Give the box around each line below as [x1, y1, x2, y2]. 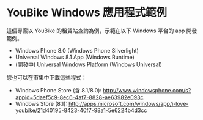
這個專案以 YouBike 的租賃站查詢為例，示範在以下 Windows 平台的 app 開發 [6, 27, 197, 34]
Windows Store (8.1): [15, 100, 67, 107]
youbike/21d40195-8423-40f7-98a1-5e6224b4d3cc [15, 107, 147, 114]
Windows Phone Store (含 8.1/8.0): [15, 86, 102, 94]
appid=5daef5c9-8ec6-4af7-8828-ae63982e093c [15, 93, 144, 101]
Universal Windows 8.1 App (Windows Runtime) [15, 53, 135, 61]
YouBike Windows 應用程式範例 [6, 6, 167, 20]
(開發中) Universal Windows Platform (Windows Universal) [15, 61, 162, 68]
